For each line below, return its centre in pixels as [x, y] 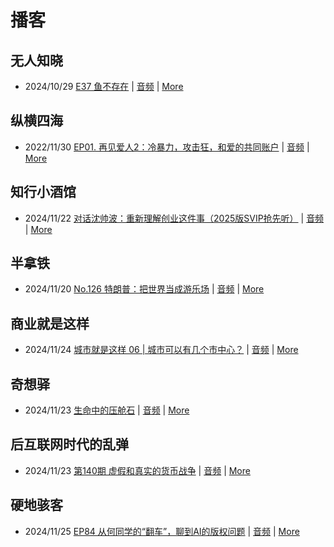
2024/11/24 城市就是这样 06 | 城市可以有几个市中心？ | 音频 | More [161, 350]
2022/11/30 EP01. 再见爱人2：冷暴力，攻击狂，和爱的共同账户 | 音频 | [167, 147]
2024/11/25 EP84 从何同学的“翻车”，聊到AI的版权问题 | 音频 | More [162, 531]
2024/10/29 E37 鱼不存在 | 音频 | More [104, 86]
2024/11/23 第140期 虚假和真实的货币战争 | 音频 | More [137, 470]
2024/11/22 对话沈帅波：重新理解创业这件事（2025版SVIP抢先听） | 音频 [174, 218]
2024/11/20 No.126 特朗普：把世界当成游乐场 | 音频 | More [144, 289]
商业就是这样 [50, 323]
